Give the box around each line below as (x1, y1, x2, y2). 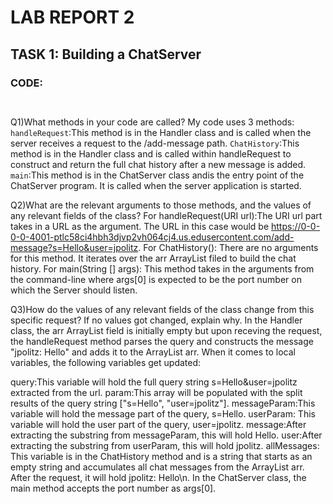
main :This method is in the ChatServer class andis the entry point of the (10, 169, 305, 181)
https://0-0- (271, 220, 321, 232)
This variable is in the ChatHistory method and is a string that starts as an (10, 450, 313, 462)
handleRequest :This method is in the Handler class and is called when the (10, 126, 312, 138)
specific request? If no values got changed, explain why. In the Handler (10, 314, 303, 326)
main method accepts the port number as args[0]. (10, 482, 217, 494)
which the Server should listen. (10, 284, 138, 296)
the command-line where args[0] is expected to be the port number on (10, 273, 302, 285)
